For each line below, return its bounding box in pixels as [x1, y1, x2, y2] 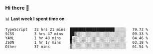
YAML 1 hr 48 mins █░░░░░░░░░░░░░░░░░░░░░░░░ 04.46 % [5, 36, 149, 41]
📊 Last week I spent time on [5, 16, 65, 22]
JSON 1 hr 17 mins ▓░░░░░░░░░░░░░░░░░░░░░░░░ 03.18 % [5, 40, 149, 45]
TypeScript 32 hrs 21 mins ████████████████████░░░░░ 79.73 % [5, 27, 149, 32]
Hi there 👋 [5, 4, 30, 11]
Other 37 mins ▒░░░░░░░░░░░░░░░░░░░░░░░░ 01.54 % [5, 44, 149, 50]
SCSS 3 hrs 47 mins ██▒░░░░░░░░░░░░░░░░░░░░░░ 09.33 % [5, 31, 149, 36]
